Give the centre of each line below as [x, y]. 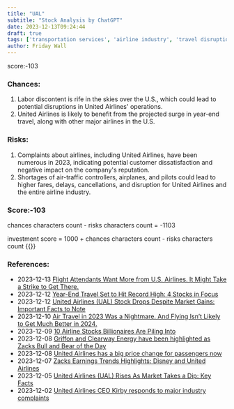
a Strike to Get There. [48, 287]
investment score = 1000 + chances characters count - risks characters [110, 239]
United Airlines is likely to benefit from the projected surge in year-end [118, 114]
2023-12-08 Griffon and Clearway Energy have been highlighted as [114, 339]
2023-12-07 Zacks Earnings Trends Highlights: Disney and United [111, 361]
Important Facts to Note [51, 309]
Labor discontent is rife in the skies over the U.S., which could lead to [117, 99]
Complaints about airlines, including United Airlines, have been [107, 155]
